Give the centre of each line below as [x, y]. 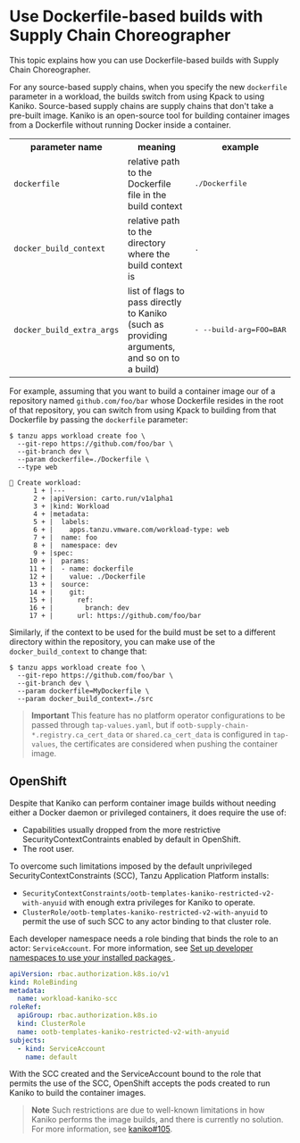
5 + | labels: [61, 521]
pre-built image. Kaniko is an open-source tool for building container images [150, 115]
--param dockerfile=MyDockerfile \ [83, 691]
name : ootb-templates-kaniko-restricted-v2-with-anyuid [123, 1032]
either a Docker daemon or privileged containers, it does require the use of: [148, 812]
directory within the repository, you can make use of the [112, 641]
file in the [147, 195]
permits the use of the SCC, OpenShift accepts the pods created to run [140, 1083]
